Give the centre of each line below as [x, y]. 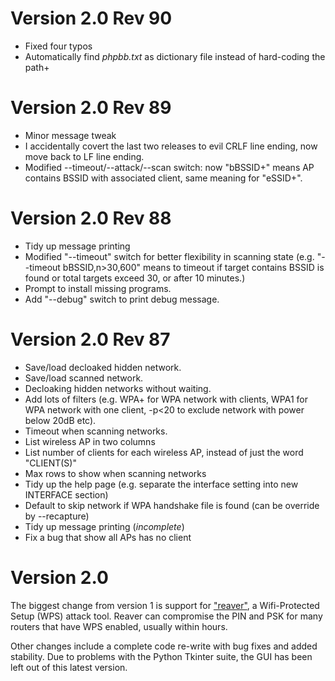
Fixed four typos [58, 46]
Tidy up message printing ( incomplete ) [104, 526]
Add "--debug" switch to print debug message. [122, 299]
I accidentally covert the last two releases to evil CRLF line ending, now [171, 146]
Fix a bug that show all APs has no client [108, 537]
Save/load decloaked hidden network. [103, 367]
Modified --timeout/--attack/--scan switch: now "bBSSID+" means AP [169, 167]
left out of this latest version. [69, 667]
